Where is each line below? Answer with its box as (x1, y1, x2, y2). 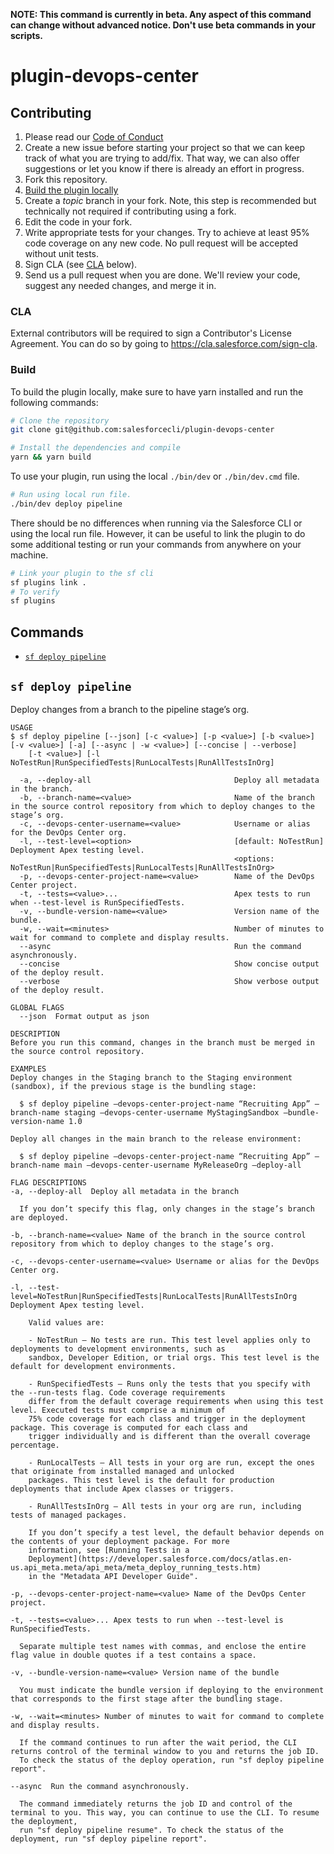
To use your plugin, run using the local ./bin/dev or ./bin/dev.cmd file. (10, 470, 300, 483)
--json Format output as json (19, 1011, 150, 1021)
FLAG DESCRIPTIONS (10, 1177, 87, 1188)
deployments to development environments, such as (10, 1344, 226, 1354)
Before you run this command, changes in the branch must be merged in (10, 1037, 315, 1048)
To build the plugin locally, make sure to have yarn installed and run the (10, 385, 304, 398)
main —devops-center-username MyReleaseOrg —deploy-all (63, 1160, 302, 1170)
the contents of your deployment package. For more (10, 1536, 230, 1546)
